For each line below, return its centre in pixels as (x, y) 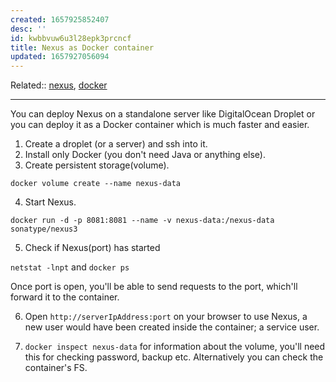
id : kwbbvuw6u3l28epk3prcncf (71, 38)
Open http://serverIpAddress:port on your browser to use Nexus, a (166, 317)
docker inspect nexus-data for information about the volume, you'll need (175, 347)
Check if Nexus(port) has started (92, 248)
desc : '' (28, 29)
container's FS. (56, 368)
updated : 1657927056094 (60, 57)
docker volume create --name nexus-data (96, 184)
